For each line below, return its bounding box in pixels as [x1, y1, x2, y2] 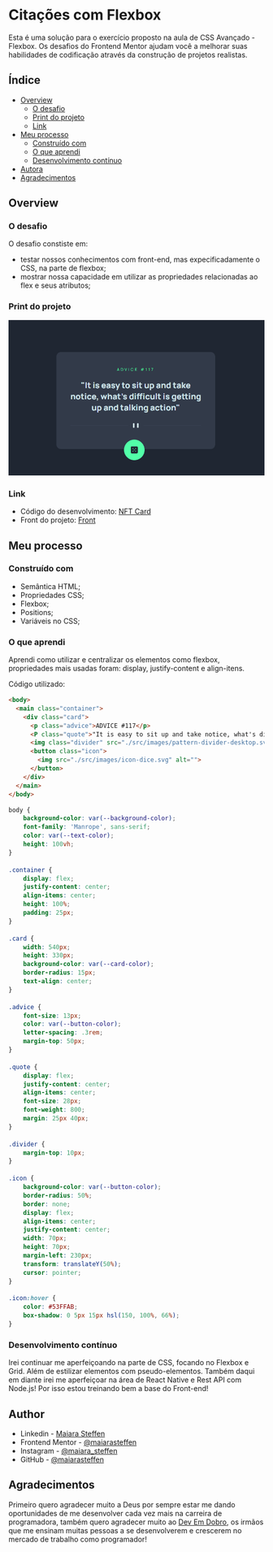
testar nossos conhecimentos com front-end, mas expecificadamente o [19, 254, 260, 265]
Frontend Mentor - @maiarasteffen [19, 1437, 137, 1447]
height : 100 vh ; [23, 840, 75, 848]
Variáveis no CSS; [19, 616, 80, 626]
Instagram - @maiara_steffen [19, 1446, 118, 1456]
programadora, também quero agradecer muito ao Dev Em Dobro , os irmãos [8, 1517, 264, 1527]
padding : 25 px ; [23, 908, 75, 917]
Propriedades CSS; [19, 590, 84, 600]
